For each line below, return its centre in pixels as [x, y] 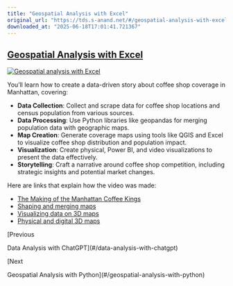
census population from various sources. [76, 113]
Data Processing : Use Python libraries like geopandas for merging [112, 120]
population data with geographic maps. [73, 128]
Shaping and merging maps [57, 206]
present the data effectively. [57, 158]
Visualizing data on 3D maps [58, 214]
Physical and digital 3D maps [59, 221]
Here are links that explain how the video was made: [82, 185]
